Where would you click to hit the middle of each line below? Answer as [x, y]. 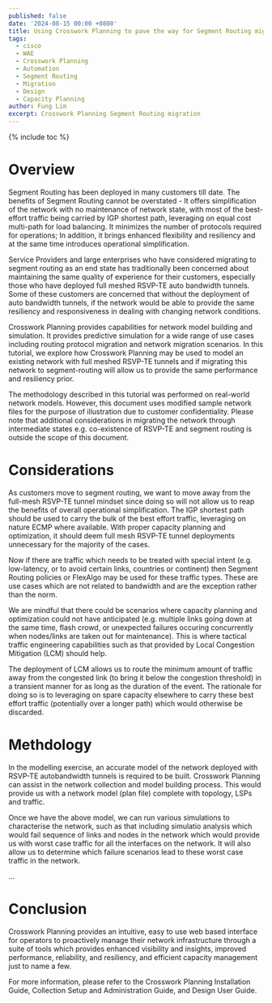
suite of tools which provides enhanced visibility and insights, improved [127, 949]
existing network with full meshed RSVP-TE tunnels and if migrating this [128, 361]
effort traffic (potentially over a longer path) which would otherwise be [125, 703]
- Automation [38, 69]
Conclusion [48, 909]
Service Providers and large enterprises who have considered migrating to [132, 259]
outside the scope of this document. [69, 437]
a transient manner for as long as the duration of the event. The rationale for [135, 686]
